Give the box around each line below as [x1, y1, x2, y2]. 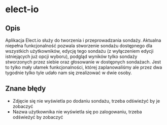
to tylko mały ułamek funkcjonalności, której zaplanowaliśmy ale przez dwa [5, 65, 162, 70]
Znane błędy [5, 84, 46, 93]
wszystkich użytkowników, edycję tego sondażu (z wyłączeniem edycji [5, 48, 154, 54]
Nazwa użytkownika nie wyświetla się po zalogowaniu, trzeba [12, 108, 142, 115]
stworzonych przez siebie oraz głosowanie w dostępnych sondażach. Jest [5, 59, 161, 65]
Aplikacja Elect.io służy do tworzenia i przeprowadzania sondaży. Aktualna [5, 37, 161, 43]
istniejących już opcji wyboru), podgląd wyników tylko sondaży [5, 53, 138, 59]
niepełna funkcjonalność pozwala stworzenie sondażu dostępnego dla [5, 43, 153, 49]
